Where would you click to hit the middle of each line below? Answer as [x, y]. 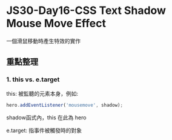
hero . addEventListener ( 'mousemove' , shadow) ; [64, 105]
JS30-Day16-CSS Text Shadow [86, 11]
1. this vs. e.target [33, 79]
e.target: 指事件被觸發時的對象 [44, 130]
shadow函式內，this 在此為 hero [46, 117]
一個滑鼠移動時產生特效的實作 [43, 41]
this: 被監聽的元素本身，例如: [42, 93]
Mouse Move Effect [56, 23]
